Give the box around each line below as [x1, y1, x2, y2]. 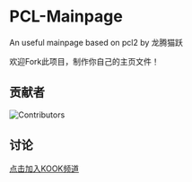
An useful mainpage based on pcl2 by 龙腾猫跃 [9, 37, 184, 48]
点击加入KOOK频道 [9, 163, 79, 174]
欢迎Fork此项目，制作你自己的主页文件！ [9, 56, 160, 66]
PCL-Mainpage [9, 6, 123, 27]
